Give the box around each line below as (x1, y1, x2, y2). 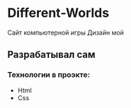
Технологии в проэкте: (7, 70, 91, 80)
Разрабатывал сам (7, 49, 96, 61)
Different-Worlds (7, 5, 110, 21)
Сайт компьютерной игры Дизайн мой (7, 28, 124, 37)
